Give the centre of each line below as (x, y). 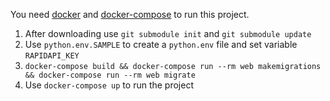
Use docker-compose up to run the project (109, 85)
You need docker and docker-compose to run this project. (130, 14)
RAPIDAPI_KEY (52, 56)
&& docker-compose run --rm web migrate (110, 75)
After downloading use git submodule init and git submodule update (168, 33)
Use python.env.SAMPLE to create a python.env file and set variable (161, 44)
